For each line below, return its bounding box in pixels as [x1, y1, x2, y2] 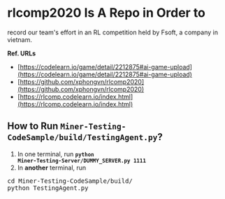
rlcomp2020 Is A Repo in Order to [7, 5, 206, 21]
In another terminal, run [17, 163, 87, 172]
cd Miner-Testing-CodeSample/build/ [7, 177, 133, 185]
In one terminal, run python [17, 149, 94, 158]
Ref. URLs [7, 49, 36, 57]
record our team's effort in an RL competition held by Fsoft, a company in [7, 28, 219, 36]
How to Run [7, 121, 59, 132]
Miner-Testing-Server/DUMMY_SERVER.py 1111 [17, 157, 147, 164]
